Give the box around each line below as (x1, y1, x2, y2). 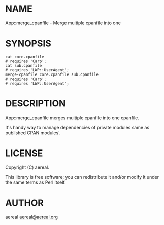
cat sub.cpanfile (5, 63, 42, 68)
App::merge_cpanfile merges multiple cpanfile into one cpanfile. (5, 115, 140, 121)
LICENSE (5, 147, 43, 159)
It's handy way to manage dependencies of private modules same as (5, 124, 150, 130)
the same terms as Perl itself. (5, 179, 66, 185)
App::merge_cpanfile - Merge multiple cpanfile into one (5, 20, 121, 26)
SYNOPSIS (5, 37, 52, 49)
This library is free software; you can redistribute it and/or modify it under (5, 174, 159, 180)
